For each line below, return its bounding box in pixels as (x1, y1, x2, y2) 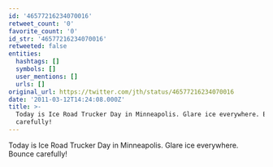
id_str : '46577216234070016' (8, 34, 107, 43)
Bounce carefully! (8, 148, 67, 159)
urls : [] (15, 80, 45, 88)
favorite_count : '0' (8, 27, 79, 35)
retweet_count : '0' (8, 20, 75, 28)
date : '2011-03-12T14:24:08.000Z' (8, 95, 126, 103)
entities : (8, 50, 42, 58)
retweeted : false (8, 42, 67, 51)
